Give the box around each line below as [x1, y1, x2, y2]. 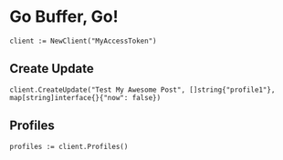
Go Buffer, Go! [9, 6, 119, 27]
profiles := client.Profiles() [9, 142, 129, 151]
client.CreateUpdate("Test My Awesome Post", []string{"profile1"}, [9, 85, 276, 95]
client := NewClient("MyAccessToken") [9, 36, 157, 45]
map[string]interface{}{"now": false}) [9, 93, 162, 102]
